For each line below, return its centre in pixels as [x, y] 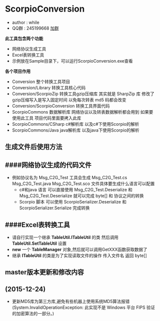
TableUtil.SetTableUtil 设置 [39, 243]
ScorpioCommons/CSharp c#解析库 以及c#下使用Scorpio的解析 [75, 124]
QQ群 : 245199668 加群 [35, 28]
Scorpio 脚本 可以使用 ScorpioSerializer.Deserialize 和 [73, 202]
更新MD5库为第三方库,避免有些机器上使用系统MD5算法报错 [71, 302]
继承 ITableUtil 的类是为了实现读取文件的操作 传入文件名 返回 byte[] [79, 255]
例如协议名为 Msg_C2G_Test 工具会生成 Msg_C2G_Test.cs [69, 178]
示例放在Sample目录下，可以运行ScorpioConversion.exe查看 [72, 61]
